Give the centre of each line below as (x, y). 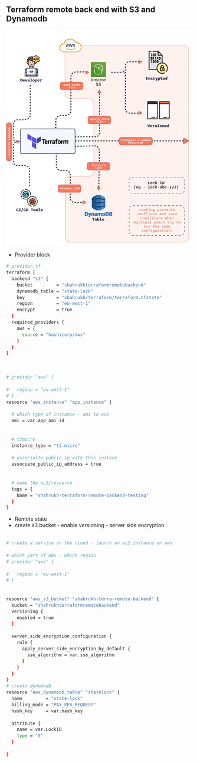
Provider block (32, 255)
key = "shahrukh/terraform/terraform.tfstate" (89, 297)
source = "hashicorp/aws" (53, 335)
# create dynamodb (29, 686)
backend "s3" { (30, 279)
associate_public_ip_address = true (56, 464)
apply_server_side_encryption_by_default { (76, 649)
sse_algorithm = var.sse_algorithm (71, 655)
